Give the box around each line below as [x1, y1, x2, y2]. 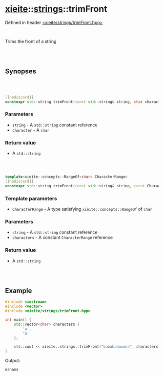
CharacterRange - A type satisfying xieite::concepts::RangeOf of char [12, 206, 153, 212]
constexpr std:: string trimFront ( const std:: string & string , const [5, 183, 145, 188]
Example [5, 287, 32, 295]
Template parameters [5, 195, 57, 202]
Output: [5, 357, 20, 364]
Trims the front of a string [5, 38, 57, 44]
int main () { [5, 317, 32, 322]
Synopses [5, 67, 37, 76]
